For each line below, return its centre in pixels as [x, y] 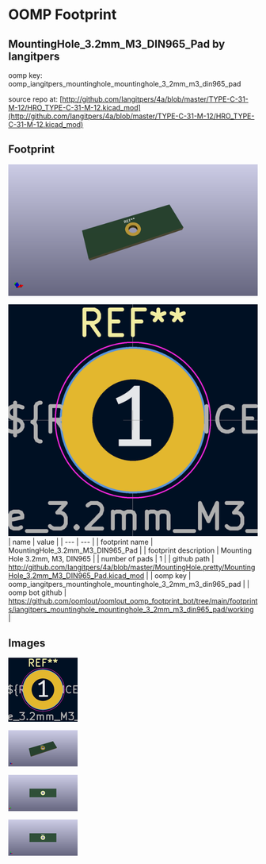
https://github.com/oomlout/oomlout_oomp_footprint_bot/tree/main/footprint [133, 601]
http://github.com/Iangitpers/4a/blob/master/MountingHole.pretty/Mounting [132, 567]
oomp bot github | [38, 592]
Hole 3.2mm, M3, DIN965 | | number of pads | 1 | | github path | [111, 559]
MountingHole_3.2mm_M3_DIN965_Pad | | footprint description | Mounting [130, 550]
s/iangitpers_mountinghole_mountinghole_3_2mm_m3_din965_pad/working [131, 610]
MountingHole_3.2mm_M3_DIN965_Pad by [117, 44]
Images [27, 643]
